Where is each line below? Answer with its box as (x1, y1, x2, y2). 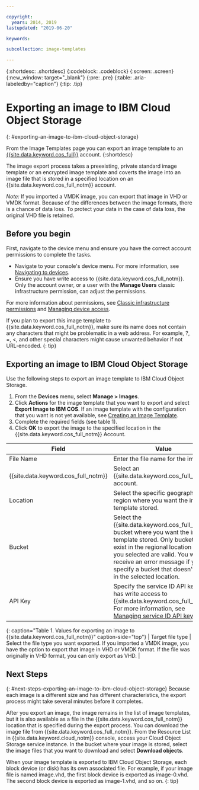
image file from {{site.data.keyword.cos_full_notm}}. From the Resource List (6, 728, 191, 735)
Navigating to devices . (14, 268, 70, 276)
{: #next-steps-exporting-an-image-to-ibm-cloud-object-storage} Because (6, 685, 190, 692)
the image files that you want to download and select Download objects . (6, 747, 184, 754)
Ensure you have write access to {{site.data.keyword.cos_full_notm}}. (14, 275, 185, 282)
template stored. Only (113, 535, 174, 543)
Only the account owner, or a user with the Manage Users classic (14, 281, 175, 288)
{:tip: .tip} (59, 81, 83, 88)
